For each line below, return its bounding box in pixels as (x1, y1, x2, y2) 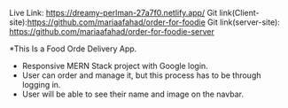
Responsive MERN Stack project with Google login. (21, 61, 208, 71)
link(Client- (219, 8, 260, 18)
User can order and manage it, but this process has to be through (21, 70, 261, 81)
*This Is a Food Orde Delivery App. (9, 43, 137, 54)
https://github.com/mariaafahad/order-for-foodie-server (9, 27, 215, 36)
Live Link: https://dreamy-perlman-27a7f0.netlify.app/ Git (9, 8, 218, 18)
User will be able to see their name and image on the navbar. (21, 89, 244, 99)
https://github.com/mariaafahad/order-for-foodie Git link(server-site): (27, 17, 281, 27)
